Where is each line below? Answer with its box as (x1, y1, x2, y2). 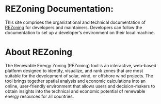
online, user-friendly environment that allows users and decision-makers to (5, 83, 155, 89)
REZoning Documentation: (5, 3, 114, 15)
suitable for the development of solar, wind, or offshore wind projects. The (5, 73, 154, 78)
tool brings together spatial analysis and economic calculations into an (5, 78, 146, 84)
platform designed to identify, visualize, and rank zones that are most (5, 68, 143, 74)
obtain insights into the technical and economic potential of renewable (5, 88, 145, 94)
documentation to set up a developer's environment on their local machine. (5, 30, 155, 35)
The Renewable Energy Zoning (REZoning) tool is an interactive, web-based (5, 62, 157, 68)
